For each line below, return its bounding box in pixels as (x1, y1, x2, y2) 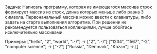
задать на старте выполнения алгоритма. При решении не (5, 19, 127, 25)
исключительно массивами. (5, 30, 64, 35)
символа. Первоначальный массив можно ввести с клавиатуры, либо (5, 14, 151, 20)
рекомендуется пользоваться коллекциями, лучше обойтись (5, 24, 133, 30)
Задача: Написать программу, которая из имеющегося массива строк (5, 4, 152, 10)
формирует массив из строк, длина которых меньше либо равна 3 (5, 9, 144, 15)
